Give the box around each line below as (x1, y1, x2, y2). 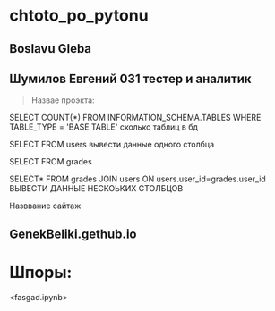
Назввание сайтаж (9, 200, 82, 211)
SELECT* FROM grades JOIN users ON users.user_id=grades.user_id (9, 173, 266, 184)
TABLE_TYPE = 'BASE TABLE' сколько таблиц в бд (9, 122, 199, 132)
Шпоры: (9, 262, 73, 282)
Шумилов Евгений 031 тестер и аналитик (9, 71, 253, 86)
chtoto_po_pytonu (9, 5, 150, 26)
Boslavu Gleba (9, 41, 92, 56)
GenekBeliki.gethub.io (9, 226, 137, 241)
